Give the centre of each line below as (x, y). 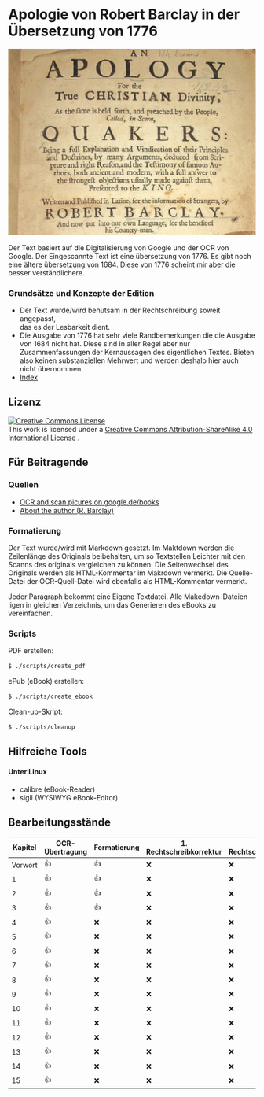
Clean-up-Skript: (35, 712)
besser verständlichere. (46, 272)
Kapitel (25, 848)
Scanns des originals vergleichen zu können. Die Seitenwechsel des (119, 565)
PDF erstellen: (31, 651)
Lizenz (25, 402)
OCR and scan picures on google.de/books (89, 502)
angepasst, (38, 319)
